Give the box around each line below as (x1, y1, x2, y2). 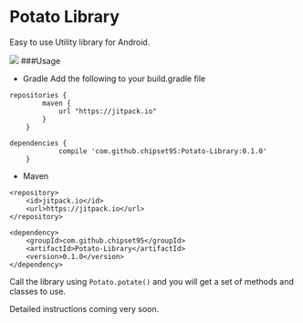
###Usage (20, 55, 61, 66)
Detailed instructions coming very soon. (9, 303, 160, 314)
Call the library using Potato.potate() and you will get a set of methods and (9, 276, 295, 287)
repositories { (9, 90, 68, 99)
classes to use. (9, 286, 67, 297)
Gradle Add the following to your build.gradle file (22, 73, 206, 84)
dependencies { (9, 139, 68, 148)
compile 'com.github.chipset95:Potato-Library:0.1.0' (57, 146, 267, 156)
